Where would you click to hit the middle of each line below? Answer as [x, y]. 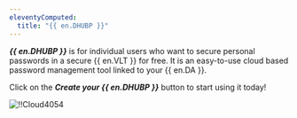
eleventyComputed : [43, 17]
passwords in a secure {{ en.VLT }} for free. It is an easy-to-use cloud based [149, 60]
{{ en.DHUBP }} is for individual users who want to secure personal [132, 51]
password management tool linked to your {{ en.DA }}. [108, 70]
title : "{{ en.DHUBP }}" [63, 26]
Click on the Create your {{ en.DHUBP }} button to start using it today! [138, 87]
